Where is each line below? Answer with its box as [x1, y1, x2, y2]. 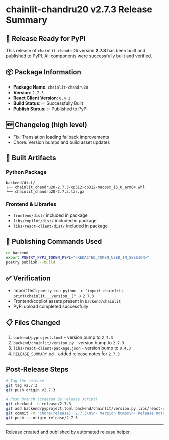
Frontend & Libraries [6, 201, 57, 208]
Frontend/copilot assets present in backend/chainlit [13, 298, 121, 304]
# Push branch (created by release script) [6, 397, 98, 402]
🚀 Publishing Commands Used [6, 237, 102, 246]
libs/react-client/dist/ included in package [13, 223, 108, 229]
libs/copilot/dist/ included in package [13, 217, 97, 223]
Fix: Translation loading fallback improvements [13, 134, 109, 140]
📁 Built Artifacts [6, 154, 56, 162]
